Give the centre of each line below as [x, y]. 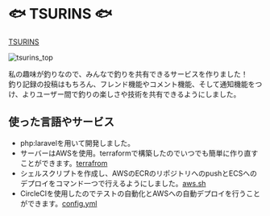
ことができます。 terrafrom [64, 163]
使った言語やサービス [61, 122]
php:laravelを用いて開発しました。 [77, 143]
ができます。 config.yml [58, 203]
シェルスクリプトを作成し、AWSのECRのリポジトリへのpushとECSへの [139, 173]
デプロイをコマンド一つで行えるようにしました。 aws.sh [113, 183]
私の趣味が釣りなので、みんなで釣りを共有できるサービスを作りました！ [128, 74]
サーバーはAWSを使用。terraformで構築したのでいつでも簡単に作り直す [139, 153]
